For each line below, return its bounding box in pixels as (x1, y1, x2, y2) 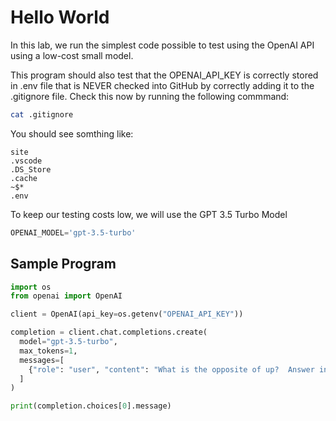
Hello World (10, 6, 110, 29)
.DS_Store (10, 164, 52, 175)
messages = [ (19, 355, 65, 365)
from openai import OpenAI (10, 291, 123, 301)
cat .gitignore (10, 109, 74, 120)
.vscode (10, 156, 43, 166)
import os (10, 282, 52, 292)
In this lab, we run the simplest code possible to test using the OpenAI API (10, 39, 315, 51)
